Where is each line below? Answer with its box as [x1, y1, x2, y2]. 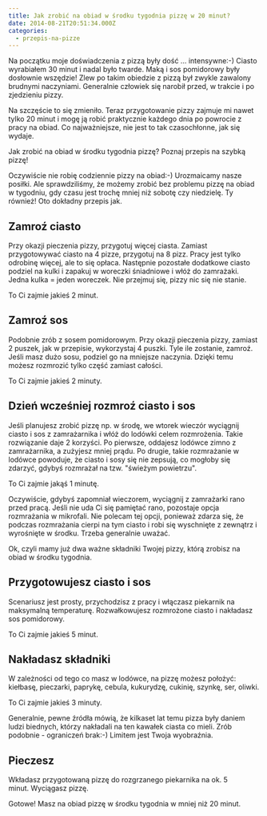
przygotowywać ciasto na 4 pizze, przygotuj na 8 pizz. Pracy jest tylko [8, 249, 241, 259]
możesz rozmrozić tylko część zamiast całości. [8, 360, 164, 370]
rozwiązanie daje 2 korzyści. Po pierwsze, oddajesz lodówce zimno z [8, 438, 237, 447]
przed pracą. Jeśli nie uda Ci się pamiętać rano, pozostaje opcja [8, 503, 220, 512]
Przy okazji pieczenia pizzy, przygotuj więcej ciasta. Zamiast [8, 241, 208, 251]
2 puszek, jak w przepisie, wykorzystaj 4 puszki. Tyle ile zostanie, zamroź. [8, 343, 253, 353]
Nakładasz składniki [8, 652, 111, 666]
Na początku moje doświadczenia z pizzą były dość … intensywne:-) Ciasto [8, 56, 257, 66]
